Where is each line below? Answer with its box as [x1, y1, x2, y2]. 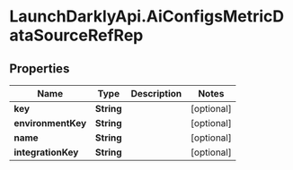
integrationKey [13, 146, 79, 158]
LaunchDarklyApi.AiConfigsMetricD [9, 6, 285, 27]
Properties [9, 61, 70, 76]
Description [130, 88, 182, 99]
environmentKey [13, 117, 87, 129]
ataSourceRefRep [9, 25, 144, 46]
